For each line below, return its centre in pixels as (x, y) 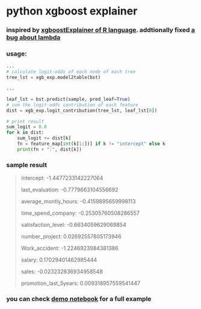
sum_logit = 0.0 (26, 127)
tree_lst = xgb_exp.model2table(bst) (54, 78)
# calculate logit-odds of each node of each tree (71, 72)
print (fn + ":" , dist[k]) (50, 149)
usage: (17, 54)
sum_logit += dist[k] (44, 138)
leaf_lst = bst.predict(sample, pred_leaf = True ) (68, 99)
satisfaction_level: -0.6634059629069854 (73, 225)
